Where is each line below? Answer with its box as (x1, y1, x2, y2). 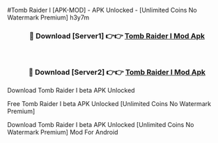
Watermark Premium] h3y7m (7, 13, 89, 22)
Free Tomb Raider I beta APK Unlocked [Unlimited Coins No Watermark (7, 99, 211, 107)
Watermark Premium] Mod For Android (7, 128, 118, 136)
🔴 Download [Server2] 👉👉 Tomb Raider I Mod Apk (28, 68, 206, 77)
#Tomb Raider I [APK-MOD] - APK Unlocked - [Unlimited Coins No (7, 6, 197, 14)
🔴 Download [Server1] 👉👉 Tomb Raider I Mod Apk (29, 31, 205, 40)
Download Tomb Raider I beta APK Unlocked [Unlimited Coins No (7, 120, 194, 128)
